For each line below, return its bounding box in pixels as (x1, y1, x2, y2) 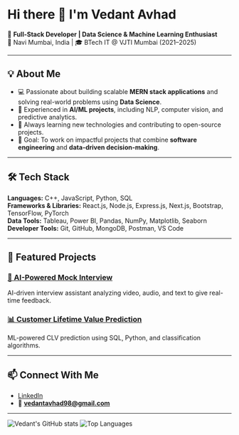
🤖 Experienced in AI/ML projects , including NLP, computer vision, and (17, 105, 223, 113)
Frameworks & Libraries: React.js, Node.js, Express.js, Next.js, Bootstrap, (7, 201, 224, 209)
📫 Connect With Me (7, 369, 100, 381)
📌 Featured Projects (7, 251, 97, 263)
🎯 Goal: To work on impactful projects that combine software (17, 135, 198, 144)
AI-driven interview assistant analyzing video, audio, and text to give (7, 288, 208, 298)
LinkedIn (17, 392, 43, 400)
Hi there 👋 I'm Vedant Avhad (7, 6, 176, 23)
